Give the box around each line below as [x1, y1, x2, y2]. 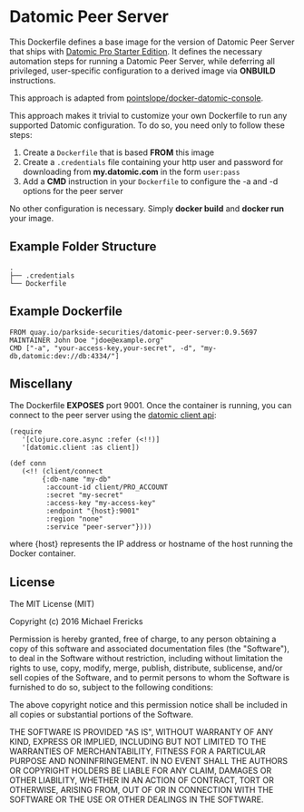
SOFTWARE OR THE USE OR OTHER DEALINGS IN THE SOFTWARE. [9, 794, 264, 805]
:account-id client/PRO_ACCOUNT [45, 483, 169, 492]
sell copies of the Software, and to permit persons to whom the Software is [9, 672, 290, 683]
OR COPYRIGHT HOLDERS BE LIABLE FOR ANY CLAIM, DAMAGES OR [9, 765, 272, 777]
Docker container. [9, 548, 76, 559]
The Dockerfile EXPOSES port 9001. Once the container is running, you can [9, 400, 292, 411]
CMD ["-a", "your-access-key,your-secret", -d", [9, 343, 197, 353]
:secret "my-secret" [45, 491, 124, 500]
